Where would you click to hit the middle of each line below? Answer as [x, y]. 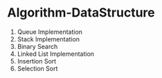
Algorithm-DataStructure [81, 13]
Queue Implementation [50, 32]
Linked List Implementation [56, 54]
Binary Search [37, 46]
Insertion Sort [37, 61]
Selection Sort [37, 68]
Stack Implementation [48, 39]
